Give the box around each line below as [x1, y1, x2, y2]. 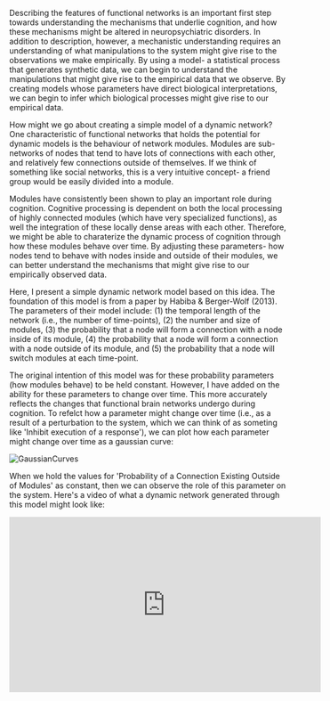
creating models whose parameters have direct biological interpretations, [9, 84, 278, 94]
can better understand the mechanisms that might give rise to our [9, 260, 250, 270]
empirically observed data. [9, 269, 108, 280]
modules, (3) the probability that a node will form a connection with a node [9, 324, 283, 335]
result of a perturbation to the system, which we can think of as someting [9, 418, 278, 428]
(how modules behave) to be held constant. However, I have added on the [9, 379, 280, 390]
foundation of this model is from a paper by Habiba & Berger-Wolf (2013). [9, 296, 278, 306]
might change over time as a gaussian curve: [9, 436, 174, 446]
